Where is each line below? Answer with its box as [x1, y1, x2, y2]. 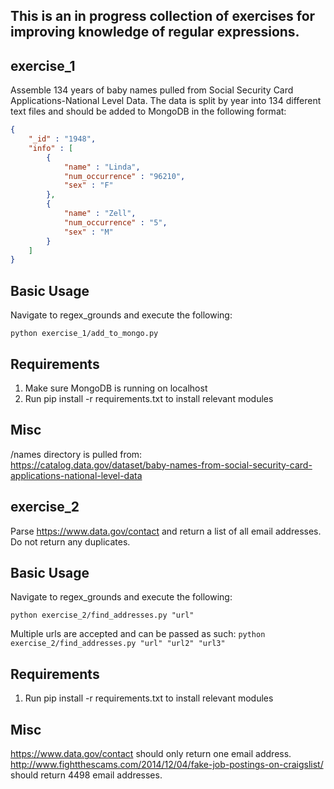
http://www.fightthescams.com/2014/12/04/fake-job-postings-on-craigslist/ [10, 759, 324, 771]
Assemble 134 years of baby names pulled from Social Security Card [10, 84, 294, 96]
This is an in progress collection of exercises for [10, 8, 316, 25]
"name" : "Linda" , [63, 162, 141, 172]
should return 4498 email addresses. [10, 769, 163, 781]
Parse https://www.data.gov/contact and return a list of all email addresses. [10, 525, 322, 537]
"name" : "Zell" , [63, 209, 137, 219]
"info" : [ [28, 143, 74, 153]
